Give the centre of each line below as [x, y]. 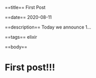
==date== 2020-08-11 [28, 17]
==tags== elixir [21, 37]
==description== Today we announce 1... [48, 27]
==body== [16, 47]
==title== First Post [25, 7]
